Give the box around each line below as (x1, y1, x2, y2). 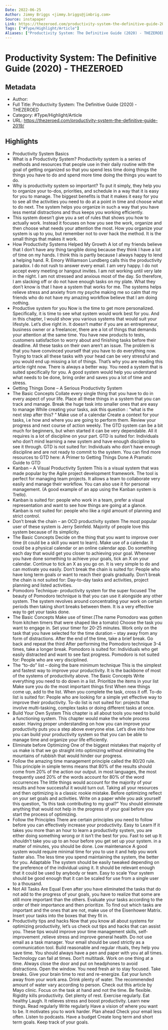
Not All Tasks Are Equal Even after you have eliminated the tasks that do (12, 886, 161, 892)
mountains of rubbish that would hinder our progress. (12, 753, 123, 759)
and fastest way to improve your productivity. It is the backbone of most (12, 667, 161, 673)
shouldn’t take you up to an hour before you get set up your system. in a (12, 838, 161, 844)
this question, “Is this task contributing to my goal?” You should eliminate (12, 800, 163, 806)
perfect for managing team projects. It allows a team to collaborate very (12, 475, 160, 481)
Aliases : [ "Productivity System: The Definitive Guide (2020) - (5, 31, 142, 36)
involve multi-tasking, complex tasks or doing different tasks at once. (12, 705, 155, 711)
